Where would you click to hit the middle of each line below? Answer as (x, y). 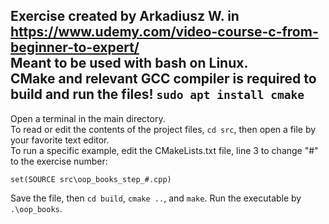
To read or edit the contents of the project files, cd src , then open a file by (163, 129)
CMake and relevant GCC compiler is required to (163, 79)
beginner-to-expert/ (75, 47)
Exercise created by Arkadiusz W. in (125, 16)
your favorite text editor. (60, 140)
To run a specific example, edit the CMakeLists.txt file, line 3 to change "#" (164, 150)
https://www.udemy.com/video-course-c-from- (164, 32)
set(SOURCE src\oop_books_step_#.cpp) (91, 179)
